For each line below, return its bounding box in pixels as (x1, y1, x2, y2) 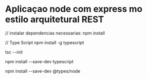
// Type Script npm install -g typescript (5, 39, 84, 45)
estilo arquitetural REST (5, 14, 104, 25)
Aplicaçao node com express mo (5, 3, 143, 15)
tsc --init (5, 49, 23, 55)
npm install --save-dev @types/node (5, 68, 81, 74)
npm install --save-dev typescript (5, 58, 74, 64)
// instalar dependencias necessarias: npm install (5, 30, 105, 36)
